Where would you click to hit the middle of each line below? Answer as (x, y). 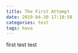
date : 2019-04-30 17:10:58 (39, 17)
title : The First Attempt (38, 11)
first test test (22, 45)
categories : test (27, 22)
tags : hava (19, 28)
